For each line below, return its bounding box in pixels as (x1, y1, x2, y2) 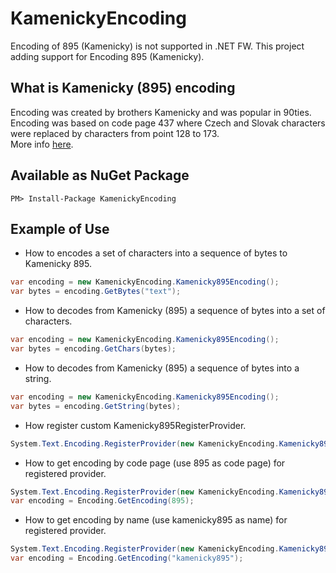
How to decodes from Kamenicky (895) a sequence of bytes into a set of (24, 305, 326, 317)
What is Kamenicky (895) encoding (10, 80, 236, 97)
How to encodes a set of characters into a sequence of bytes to (24, 247, 288, 259)
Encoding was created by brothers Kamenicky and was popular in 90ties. (10, 106, 312, 118)
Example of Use (10, 220, 110, 237)
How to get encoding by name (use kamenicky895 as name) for (24, 514, 288, 526)
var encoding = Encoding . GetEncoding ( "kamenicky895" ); (10, 553, 244, 564)
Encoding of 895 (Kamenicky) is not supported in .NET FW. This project (10, 40, 305, 52)
